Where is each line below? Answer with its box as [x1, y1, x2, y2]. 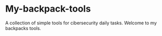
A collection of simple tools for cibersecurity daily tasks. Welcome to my [5, 20, 157, 26]
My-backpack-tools [5, 3, 91, 15]
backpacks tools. [5, 25, 41, 31]
